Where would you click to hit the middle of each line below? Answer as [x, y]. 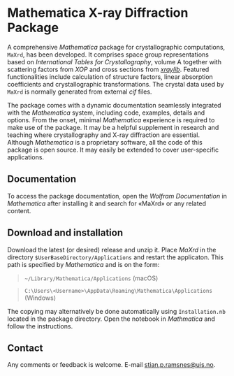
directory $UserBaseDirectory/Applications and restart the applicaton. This [115, 257]
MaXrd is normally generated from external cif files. [80, 92]
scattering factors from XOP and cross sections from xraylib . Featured [108, 69]
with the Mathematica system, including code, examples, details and [106, 113]
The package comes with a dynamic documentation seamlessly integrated [114, 105]
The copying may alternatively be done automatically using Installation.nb [116, 311]
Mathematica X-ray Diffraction [98, 13]
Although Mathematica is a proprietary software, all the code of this [105, 142]
